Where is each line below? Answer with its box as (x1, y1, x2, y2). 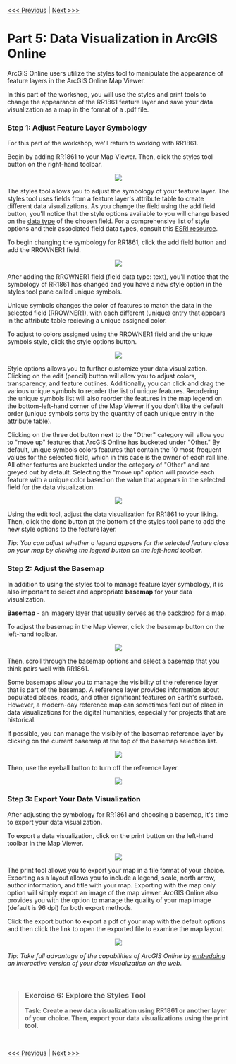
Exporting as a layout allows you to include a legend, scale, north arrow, (7, 873, 216, 882)
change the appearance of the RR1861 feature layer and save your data (7, 97, 213, 106)
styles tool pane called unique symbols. (7, 287, 123, 296)
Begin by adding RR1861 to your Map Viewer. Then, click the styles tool (7, 153, 213, 161)
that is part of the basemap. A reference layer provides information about (7, 685, 220, 694)
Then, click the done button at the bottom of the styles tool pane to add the (7, 518, 225, 526)
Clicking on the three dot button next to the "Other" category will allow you (7, 431, 224, 439)
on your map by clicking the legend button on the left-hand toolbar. (7, 546, 203, 555)
